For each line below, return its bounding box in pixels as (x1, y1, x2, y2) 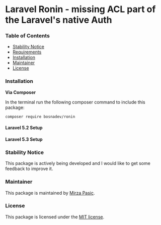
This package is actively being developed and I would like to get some (5, 160, 151, 166)
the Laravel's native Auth (5, 14, 112, 26)
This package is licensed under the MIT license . (5, 213, 105, 220)
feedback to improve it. (5, 165, 53, 172)
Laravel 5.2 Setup (5, 125, 43, 131)
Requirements (12, 49, 42, 55)
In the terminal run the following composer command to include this (5, 99, 145, 105)
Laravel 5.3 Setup (5, 136, 43, 142)
